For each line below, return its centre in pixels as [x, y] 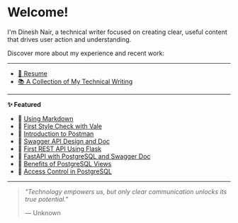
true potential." [46, 199]
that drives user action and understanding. [69, 39]
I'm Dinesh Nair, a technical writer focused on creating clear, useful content [118, 32]
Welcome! [38, 12]
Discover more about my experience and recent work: [86, 53]
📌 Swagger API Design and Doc [64, 141]
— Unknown [43, 212]
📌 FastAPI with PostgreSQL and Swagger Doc [84, 156]
